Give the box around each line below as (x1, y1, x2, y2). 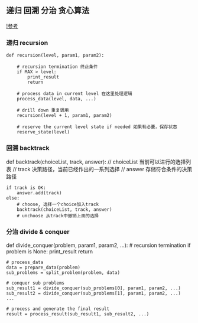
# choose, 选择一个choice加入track (17, 201, 99, 208)
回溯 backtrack (6, 144, 50, 152)
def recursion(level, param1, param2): (6, 53, 105, 58)
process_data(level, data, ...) (17, 96, 96, 102)
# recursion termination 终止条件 (17, 64, 99, 70)
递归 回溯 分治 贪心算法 (6, 5, 90, 16)
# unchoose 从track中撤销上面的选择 (17, 213, 99, 219)
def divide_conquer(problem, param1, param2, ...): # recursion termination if (6, 242, 191, 249)
